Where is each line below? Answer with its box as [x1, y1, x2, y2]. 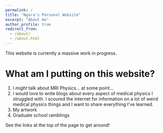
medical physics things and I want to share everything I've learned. [12, 101, 154, 107]
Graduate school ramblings [12, 112, 70, 118]
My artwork [12, 106, 37, 113]
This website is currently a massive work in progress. [5, 50, 117, 56]
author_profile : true [5, 21, 51, 27]
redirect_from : [5, 27, 38, 32]
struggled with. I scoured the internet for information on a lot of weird [12, 96, 158, 102]
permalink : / [5, 7, 33, 13]
